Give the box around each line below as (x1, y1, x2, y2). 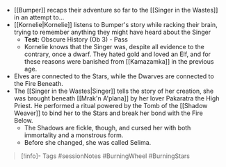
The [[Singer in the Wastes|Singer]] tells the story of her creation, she (13, 87, 214, 95)
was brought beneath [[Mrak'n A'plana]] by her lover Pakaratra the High (13, 94, 220, 103)
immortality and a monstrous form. (24, 131, 124, 139)
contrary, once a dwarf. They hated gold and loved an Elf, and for (24, 50, 211, 58)
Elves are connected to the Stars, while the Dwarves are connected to (13, 72, 214, 80)
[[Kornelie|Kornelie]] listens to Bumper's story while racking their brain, (13, 21, 218, 28)
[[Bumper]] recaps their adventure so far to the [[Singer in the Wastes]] (13, 6, 218, 14)
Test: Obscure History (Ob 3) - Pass (24, 35, 129, 44)
